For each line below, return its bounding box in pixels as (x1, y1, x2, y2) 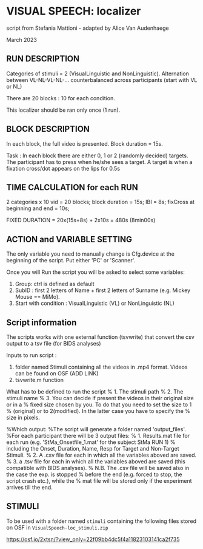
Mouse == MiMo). (15, 293, 61, 301)
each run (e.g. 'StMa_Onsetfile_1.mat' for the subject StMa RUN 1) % (6, 438, 176, 446)
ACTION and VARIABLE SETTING (6, 234, 132, 244)
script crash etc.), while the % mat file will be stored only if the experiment (6, 477, 192, 484)
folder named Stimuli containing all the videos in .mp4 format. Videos (15, 363, 188, 370)
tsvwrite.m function (15, 377, 64, 383)
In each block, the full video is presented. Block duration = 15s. (6, 140, 164, 147)
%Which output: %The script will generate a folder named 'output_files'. (6, 426, 186, 432)
